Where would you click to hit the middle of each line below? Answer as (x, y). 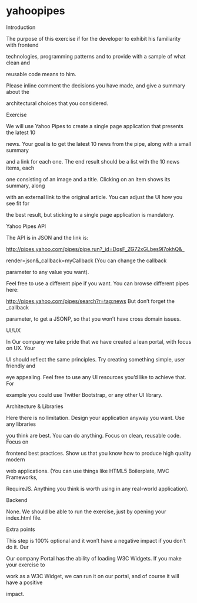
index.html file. (24, 517)
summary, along (26, 185)
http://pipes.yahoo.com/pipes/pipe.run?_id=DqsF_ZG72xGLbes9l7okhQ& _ (96, 249)
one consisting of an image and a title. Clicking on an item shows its (88, 179)
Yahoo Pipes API (26, 226)
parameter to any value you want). (48, 272)
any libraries (21, 424)
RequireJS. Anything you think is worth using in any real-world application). (97, 488)
